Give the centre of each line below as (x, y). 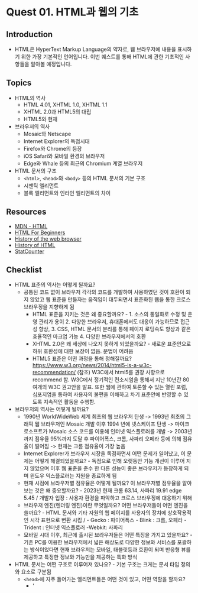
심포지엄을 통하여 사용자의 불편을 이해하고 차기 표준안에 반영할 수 (107, 394)
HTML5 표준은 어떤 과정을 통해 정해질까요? (82, 359)
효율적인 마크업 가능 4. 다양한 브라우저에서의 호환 (89, 336)
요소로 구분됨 (36, 572)
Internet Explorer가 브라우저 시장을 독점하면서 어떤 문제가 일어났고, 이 (105, 453)
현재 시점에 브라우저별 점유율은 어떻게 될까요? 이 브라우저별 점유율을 (102, 483)
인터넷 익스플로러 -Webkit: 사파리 (84, 527)
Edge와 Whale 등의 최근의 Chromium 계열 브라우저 (83, 163)
